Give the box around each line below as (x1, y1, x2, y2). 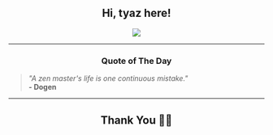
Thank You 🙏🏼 (100, 113, 173, 127)
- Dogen (28, 82, 57, 92)
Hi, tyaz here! (102, 6, 171, 20)
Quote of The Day (101, 55, 172, 66)
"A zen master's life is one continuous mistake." (28, 74, 188, 83)
